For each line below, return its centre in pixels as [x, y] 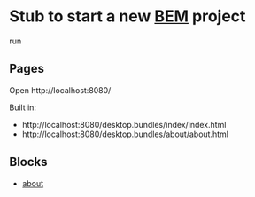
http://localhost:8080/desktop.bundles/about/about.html [125, 134]
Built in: [23, 107]
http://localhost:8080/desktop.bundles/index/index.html [124, 124]
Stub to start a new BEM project [127, 16]
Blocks [28, 162]
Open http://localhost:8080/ [60, 90]
